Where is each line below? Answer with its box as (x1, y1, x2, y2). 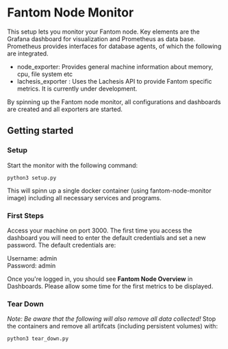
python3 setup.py (7, 174, 57, 181)
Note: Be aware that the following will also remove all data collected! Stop (7, 315, 216, 323)
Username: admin (7, 254, 58, 262)
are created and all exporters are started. (7, 105, 123, 113)
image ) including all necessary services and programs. (7, 193, 162, 202)
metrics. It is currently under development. (16, 84, 138, 93)
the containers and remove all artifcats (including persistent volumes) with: (7, 322, 218, 330)
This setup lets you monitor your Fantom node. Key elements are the (7, 27, 200, 36)
